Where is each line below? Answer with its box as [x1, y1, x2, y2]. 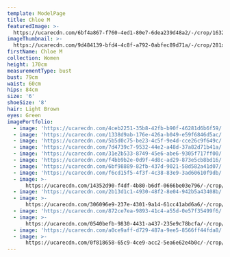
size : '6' [7, 93, 36, 100]
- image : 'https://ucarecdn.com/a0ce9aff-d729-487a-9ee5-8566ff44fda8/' [13, 227, 225, 234]
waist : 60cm [7, 80, 41, 87]
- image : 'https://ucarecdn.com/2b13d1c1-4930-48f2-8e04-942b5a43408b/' [13, 188, 225, 195]
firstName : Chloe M [7, 49, 63, 56]
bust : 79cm [7, 73, 38, 81]
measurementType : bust [7, 67, 72, 74]
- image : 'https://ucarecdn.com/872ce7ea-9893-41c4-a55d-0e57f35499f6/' [13, 208, 225, 215]
